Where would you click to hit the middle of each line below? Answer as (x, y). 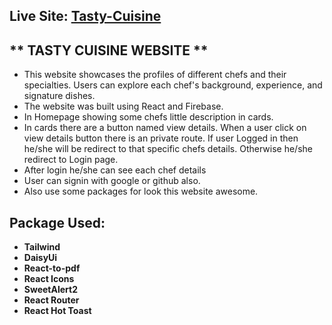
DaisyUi (40, 258)
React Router (51, 300)
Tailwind (42, 247)
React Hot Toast (57, 311)
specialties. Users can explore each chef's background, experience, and (173, 85)
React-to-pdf (52, 268)
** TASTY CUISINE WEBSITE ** (109, 50)
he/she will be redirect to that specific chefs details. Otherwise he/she (168, 149)
